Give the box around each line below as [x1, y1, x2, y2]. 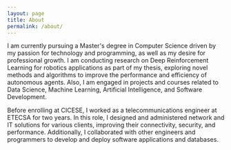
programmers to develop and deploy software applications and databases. [7, 136, 219, 144]
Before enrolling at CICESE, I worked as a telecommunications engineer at [7, 106, 217, 114]
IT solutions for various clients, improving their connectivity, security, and [7, 121, 216, 129]
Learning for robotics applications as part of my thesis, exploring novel [7, 63, 208, 72]
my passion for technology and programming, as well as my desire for [7, 49, 205, 57]
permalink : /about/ [7, 23, 63, 30]
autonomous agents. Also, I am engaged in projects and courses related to [7, 78, 219, 87]
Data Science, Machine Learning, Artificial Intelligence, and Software [7, 85, 203, 94]
